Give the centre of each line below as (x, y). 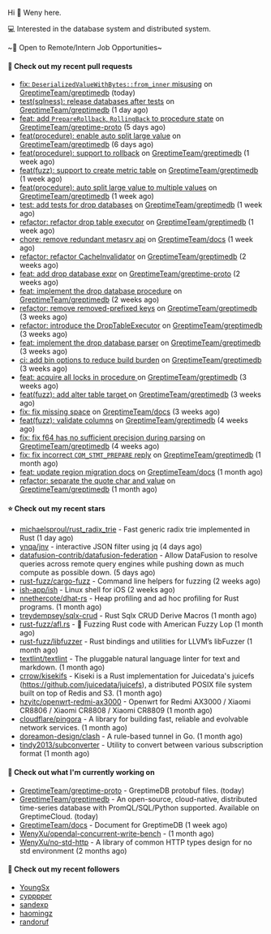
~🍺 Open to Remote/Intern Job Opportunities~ (85, 47)
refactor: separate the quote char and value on (97, 481)
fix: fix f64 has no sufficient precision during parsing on (112, 437)
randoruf (34, 922)
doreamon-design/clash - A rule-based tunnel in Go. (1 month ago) (131, 736)
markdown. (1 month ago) (62, 667)
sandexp (34, 904)
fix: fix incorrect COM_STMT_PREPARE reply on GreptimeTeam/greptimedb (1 (140, 455)
